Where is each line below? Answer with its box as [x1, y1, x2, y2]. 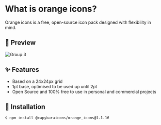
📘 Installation [5, 103, 46, 111]
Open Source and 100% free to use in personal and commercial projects [12, 89, 157, 94]
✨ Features [5, 65, 39, 74]
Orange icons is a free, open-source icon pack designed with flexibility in [5, 19, 151, 25]
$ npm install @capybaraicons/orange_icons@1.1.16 [5, 115, 110, 121]
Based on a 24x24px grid [12, 78, 63, 84]
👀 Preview [5, 39, 36, 47]
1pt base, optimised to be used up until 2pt [12, 83, 97, 89]
